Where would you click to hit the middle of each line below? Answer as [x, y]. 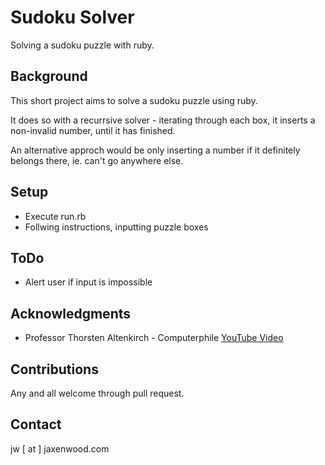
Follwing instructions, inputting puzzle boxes [116, 227]
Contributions [54, 369]
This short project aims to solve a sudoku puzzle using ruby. [134, 100]
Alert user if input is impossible [88, 282]
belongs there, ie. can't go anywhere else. [97, 160]
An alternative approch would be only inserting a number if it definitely [155, 150]
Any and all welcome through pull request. [97, 393]
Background [49, 76]
